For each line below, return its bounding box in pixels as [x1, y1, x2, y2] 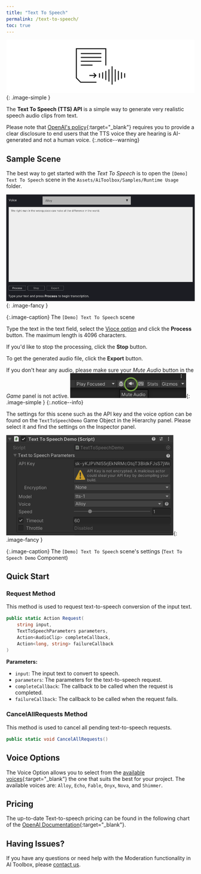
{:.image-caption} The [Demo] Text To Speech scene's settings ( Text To [6, 547, 182, 555]
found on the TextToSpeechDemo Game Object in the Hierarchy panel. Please [6, 416, 191, 423]
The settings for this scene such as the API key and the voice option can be [6, 410, 193, 417]
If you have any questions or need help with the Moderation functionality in [6, 855, 191, 862]
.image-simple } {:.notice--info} [6, 398, 84, 405]
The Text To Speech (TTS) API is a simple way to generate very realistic [6, 106, 184, 113]
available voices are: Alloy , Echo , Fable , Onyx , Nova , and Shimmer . [6, 781, 163, 789]
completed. [14, 688, 43, 696]
